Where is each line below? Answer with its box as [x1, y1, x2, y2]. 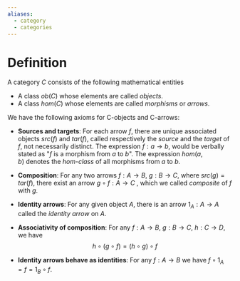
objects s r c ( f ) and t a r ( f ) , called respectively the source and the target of [17, 135, 230, 143]
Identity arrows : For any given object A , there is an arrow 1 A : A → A [17, 200, 219, 210]
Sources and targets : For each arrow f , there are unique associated [17, 127, 217, 136]
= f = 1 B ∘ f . [17, 265, 52, 275]
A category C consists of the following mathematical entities [7, 78, 184, 86]
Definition [7, 54, 68, 71]
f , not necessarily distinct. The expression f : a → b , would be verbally [17, 142, 224, 150]
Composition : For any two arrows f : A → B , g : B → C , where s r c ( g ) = [17, 171, 225, 180]
